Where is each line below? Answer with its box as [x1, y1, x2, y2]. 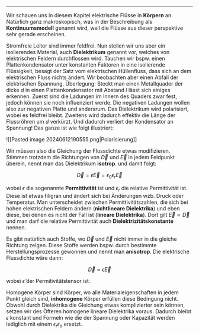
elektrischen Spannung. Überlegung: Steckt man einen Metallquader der [6, 80, 183, 87]
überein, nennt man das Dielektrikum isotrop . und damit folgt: [6, 160, 157, 167]
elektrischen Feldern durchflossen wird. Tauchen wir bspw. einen [6, 55, 166, 62]
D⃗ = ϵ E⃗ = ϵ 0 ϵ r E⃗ [76, 172, 123, 180]
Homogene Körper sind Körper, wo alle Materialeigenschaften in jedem [6, 289, 179, 296]
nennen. [6, 223, 27, 231]
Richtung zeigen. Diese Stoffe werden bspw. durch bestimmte [6, 241, 157, 248]
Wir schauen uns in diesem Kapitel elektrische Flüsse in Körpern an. [6, 12, 173, 18]
